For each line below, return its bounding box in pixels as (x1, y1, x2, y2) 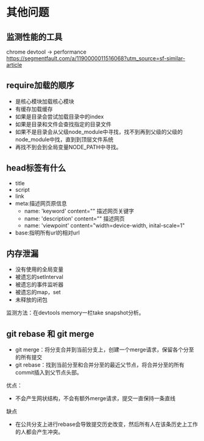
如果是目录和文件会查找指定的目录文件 (15, 120, 111, 128)
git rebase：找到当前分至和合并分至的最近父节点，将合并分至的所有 (15, 361, 185, 369)
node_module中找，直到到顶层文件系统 (15, 135, 114, 143)
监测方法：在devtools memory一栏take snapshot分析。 (6, 309, 144, 317)
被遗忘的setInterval (15, 273, 64, 281)
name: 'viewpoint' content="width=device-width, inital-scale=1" (24, 222, 185, 229)
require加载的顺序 (6, 80, 75, 91)
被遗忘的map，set (15, 289, 61, 296)
